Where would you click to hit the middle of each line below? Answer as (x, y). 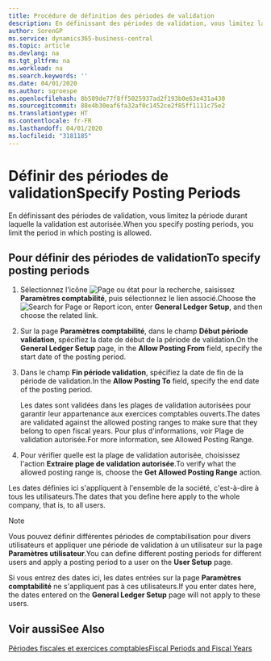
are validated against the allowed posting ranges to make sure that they (139, 423)
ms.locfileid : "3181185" (50, 136)
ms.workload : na (35, 69)
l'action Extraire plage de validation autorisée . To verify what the (128, 464)
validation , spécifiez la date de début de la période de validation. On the (139, 340)
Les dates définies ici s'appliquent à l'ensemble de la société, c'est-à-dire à (134, 488)
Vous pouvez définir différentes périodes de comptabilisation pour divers (130, 537)
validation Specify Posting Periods (125, 192)
